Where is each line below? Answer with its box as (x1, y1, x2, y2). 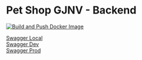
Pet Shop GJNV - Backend (6, 4, 137, 17)
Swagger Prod (6, 46, 41, 54)
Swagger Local (6, 34, 43, 41)
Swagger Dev (6, 41, 39, 48)
